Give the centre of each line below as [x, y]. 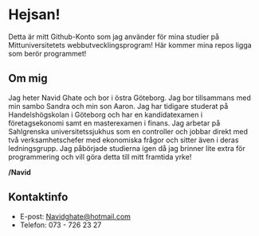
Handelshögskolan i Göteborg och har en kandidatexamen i [106, 114]
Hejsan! [35, 15]
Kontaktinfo [38, 197]
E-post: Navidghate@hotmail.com [75, 216]
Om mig [28, 78]
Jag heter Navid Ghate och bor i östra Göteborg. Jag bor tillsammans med [129, 98]
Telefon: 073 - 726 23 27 [61, 225]
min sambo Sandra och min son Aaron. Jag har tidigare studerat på [118, 106]
